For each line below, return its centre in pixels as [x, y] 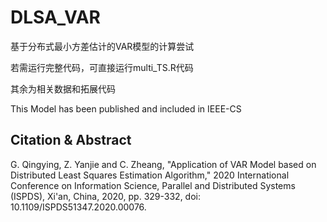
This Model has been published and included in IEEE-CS [126, 108]
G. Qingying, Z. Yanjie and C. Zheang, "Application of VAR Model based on [163, 164]
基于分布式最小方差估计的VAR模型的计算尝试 [102, 46]
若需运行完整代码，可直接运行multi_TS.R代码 [102, 67]
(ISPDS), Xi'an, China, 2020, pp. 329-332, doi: [106, 196]
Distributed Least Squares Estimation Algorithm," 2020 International [150, 175]
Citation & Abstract [71, 140]
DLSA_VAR [55, 17]
